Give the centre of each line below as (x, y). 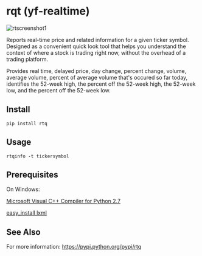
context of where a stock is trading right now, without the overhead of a (96, 52)
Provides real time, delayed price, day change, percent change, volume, (96, 71)
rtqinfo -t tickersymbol (38, 156)
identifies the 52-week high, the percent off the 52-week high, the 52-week (101, 84)
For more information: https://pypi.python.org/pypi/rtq (74, 247)
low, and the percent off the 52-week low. (58, 90)
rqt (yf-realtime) (48, 11)
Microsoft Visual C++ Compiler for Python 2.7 (63, 201)
